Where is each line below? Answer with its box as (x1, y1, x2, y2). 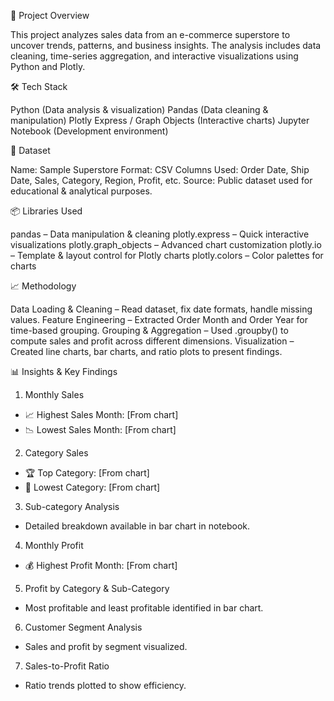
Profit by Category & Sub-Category (24, 583, 170, 594)
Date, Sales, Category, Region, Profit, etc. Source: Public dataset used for (10, 175, 313, 186)
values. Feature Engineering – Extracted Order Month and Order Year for (10, 314, 309, 325)
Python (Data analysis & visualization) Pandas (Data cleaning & (10, 104, 269, 115)
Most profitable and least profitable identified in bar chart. (24, 602, 264, 614)
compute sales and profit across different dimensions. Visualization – (10, 335, 295, 347)
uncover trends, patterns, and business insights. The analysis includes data (10, 40, 322, 51)
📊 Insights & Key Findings (10, 366, 118, 377)
